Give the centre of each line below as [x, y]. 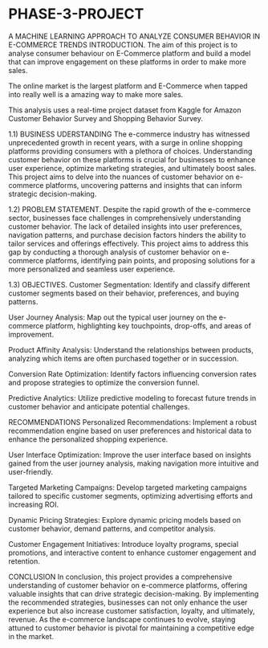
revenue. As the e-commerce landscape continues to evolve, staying [122, 619]
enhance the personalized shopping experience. [88, 439]
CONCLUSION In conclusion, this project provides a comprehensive [120, 577]
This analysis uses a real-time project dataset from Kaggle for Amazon [125, 110]
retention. [24, 561]
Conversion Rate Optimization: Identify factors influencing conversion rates [132, 373]
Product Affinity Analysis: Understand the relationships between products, [131, 349]
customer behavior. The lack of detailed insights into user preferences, [125, 226]
